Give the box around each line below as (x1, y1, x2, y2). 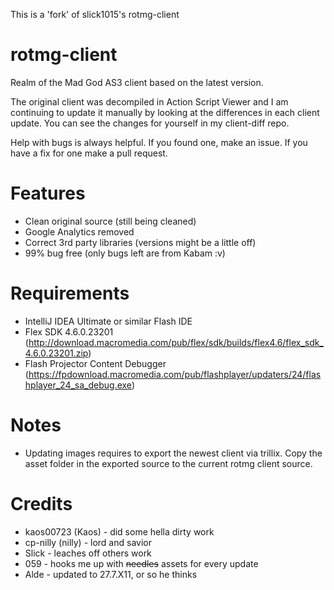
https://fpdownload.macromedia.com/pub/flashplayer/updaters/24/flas (28, 368, 322, 380)
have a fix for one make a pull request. (10, 147, 168, 159)
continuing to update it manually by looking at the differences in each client (10, 106, 320, 118)
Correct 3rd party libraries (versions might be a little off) (24, 236, 257, 248)
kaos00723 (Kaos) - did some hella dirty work (24, 525, 215, 538)
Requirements (10, 282, 130, 305)
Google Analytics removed (24, 225, 135, 238)
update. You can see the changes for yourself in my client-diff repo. (10, 117, 290, 129)
